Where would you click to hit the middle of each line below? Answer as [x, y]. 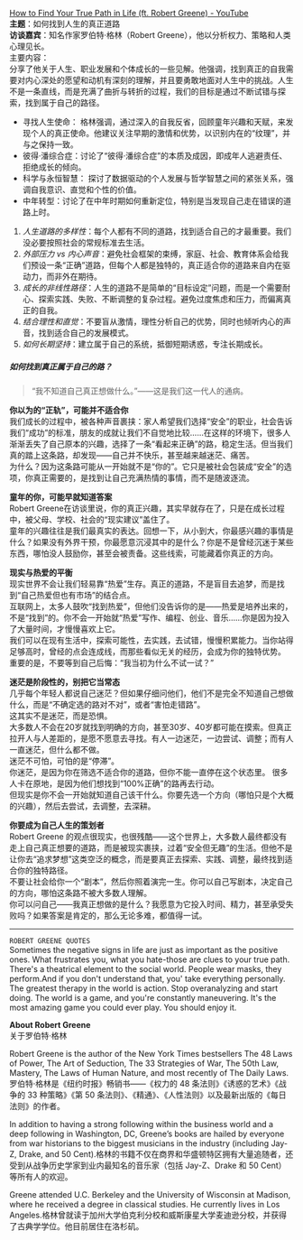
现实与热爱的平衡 [41, 572]
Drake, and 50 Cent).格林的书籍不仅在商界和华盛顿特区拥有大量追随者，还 [156, 1153]
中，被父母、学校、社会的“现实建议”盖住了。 [92, 519]
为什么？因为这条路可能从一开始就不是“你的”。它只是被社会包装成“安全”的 [147, 466]
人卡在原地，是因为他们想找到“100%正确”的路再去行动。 [114, 783]
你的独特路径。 [45, 870]
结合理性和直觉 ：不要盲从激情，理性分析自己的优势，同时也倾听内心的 [153, 321]
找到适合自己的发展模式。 [86, 333]
